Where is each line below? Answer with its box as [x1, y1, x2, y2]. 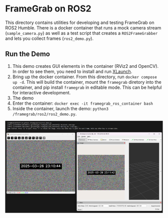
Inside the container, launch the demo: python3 [12, 105, 109, 111]
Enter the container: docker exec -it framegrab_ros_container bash [12, 100, 153, 106]
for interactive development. [12, 89, 71, 95]
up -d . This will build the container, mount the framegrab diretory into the [12, 79, 161, 85]
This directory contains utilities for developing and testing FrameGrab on [5, 19, 154, 25]
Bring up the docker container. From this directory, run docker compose [12, 73, 157, 80]
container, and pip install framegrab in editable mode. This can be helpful [12, 84, 162, 90]
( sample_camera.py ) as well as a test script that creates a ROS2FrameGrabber [5, 30, 158, 36]
